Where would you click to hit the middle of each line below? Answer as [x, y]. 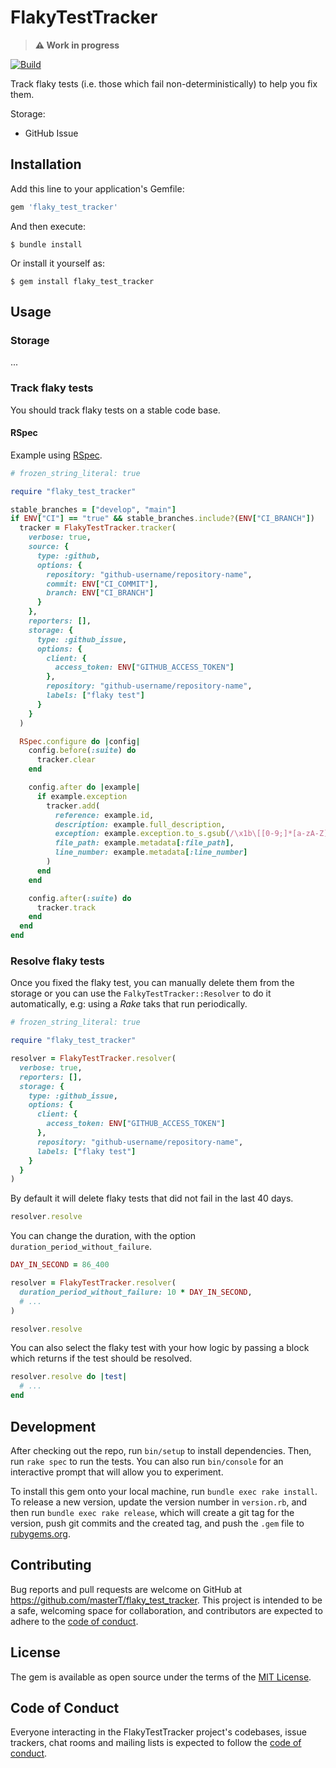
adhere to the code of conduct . [74, 1621]
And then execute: [48, 226]
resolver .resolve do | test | [69, 1377]
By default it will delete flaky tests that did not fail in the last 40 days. [152, 1198]
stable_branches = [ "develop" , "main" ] [93, 509]
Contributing [51, 1565]
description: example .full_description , [140, 824]
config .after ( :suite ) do [80, 898]
